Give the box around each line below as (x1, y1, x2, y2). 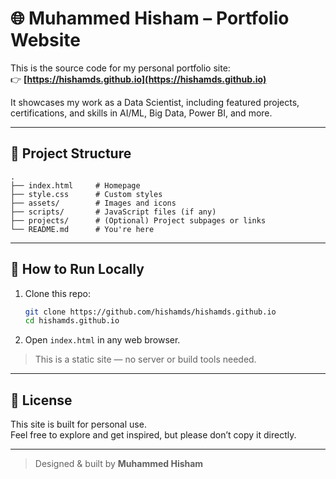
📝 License (10, 392, 73, 409)
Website (10, 29, 81, 52)
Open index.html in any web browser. (24, 334, 181, 346)
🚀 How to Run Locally (10, 261, 145, 278)
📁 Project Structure (10, 145, 132, 162)
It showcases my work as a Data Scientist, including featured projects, (10, 96, 300, 108)
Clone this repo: (24, 287, 91, 299)
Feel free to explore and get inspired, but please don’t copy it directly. (10, 429, 297, 441)
